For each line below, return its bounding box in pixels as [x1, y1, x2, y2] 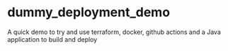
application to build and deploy [7, 35, 98, 43]
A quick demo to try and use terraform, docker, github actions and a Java [7, 28, 222, 36]
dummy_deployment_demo [7, 4, 171, 21]
